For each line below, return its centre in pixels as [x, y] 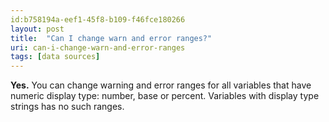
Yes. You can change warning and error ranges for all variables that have [161, 85]
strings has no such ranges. [67, 107]
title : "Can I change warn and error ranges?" [111, 38]
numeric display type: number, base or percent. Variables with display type [165, 96]
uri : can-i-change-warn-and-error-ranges [98, 47]
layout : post [37, 29]
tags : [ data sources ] [55, 57]
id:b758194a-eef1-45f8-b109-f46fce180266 [98, 19]
